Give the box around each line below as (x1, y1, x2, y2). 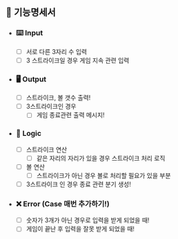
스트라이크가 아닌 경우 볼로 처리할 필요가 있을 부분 (36, 171, 171, 179)
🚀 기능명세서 (6, 6, 56, 19)
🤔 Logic (15, 129, 42, 139)
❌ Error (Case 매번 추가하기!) (15, 199, 110, 209)
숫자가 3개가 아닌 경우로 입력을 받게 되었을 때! (26, 216, 150, 224)
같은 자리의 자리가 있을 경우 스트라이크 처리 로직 (36, 154, 166, 162)
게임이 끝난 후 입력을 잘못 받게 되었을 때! (26, 224, 135, 233)
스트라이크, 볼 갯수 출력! (26, 94, 91, 102)
